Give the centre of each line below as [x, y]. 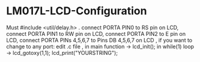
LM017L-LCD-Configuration [77, 11]
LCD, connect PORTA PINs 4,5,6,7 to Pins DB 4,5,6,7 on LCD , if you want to [99, 40]
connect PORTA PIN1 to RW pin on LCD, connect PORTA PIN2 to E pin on [96, 33]
